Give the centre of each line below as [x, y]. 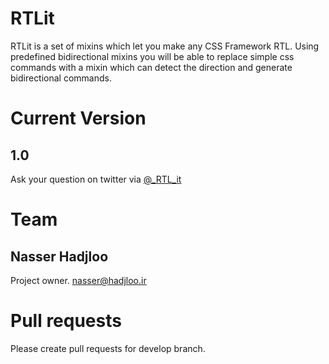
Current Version [78, 118]
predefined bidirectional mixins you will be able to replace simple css [152, 56]
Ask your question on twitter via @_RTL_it [96, 179]
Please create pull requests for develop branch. [108, 348]
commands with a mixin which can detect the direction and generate [151, 67]
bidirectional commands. [61, 78]
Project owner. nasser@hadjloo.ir [78, 280]
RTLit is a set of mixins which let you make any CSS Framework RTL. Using [165, 46]
